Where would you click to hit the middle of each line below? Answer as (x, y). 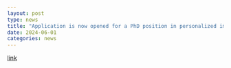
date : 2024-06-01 (32, 32)
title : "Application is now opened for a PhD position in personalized (112, 26)
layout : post (26, 13)
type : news (23, 20)
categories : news (32, 39)
